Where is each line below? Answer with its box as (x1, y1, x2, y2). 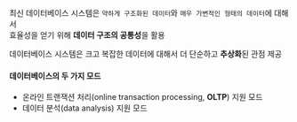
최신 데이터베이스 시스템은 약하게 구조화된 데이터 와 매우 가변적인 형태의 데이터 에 (9, 8, 273, 18)
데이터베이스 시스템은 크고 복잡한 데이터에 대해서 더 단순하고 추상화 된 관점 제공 (9, 49, 283, 59)
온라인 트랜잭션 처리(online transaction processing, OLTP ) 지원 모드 (21, 92, 263, 103)
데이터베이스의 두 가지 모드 (9, 70, 101, 81)
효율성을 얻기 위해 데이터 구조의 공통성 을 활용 (9, 30, 165, 40)
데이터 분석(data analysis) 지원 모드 (21, 103, 148, 113)
